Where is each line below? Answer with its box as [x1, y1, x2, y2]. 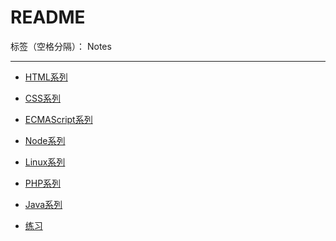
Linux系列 [24, 156, 66, 168]
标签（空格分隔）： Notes [10, 40, 112, 52]
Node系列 [24, 134, 66, 146]
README [10, 6, 86, 29]
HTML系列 [24, 71, 68, 83]
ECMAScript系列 [24, 113, 93, 125]
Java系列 [24, 198, 63, 210]
